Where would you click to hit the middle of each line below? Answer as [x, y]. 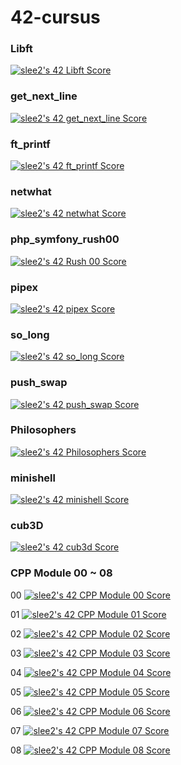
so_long [30, 334]
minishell [33, 478]
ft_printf [30, 144]
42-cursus [55, 17]
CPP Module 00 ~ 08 [61, 573]
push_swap [39, 383]
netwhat [31, 191]
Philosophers [43, 430]
